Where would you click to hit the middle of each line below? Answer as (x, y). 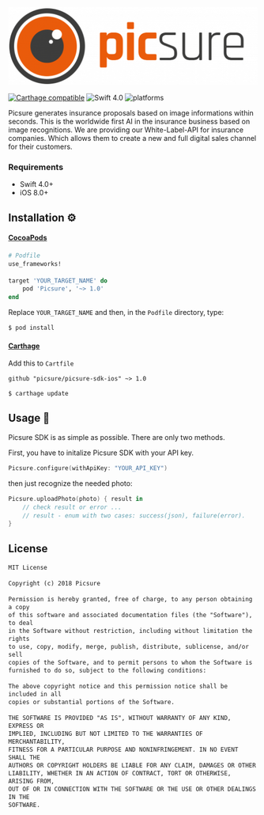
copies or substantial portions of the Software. (92, 703)
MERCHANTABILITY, (37, 742)
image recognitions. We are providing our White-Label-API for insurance (126, 130)
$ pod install (32, 328)
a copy (19, 608)
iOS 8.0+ (34, 193)
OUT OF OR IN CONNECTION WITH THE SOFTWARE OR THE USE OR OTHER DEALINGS (132, 790)
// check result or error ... (72, 507)
